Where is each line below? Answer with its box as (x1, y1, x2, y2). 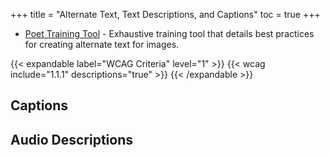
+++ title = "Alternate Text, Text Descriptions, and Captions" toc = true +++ (10, 9, 321, 20)
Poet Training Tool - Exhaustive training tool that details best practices (24, 28, 315, 39)
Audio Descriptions (10, 131, 133, 148)
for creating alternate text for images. (24, 39, 180, 50)
